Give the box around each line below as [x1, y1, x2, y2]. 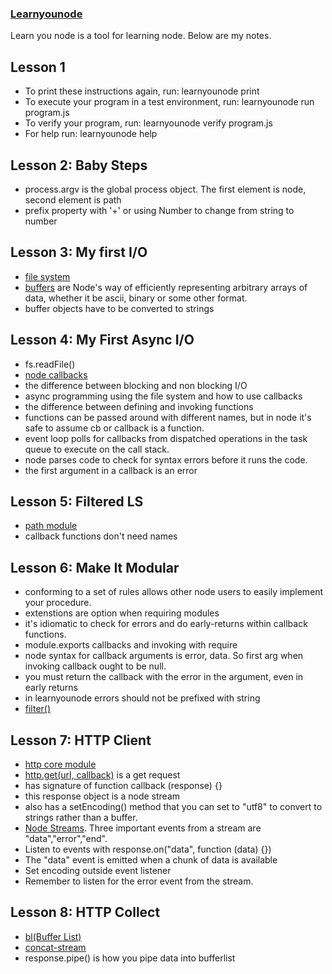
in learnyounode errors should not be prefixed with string [24, 692, 261, 704]
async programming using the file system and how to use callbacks [24, 390, 303, 402]
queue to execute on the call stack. [24, 443, 170, 455]
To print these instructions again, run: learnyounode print [24, 85, 260, 97]
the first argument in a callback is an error [24, 464, 198, 476]
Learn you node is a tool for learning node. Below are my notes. [10, 30, 272, 42]
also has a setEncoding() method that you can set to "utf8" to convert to [24, 800, 323, 812]
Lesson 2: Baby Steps [10, 157, 148, 174]
